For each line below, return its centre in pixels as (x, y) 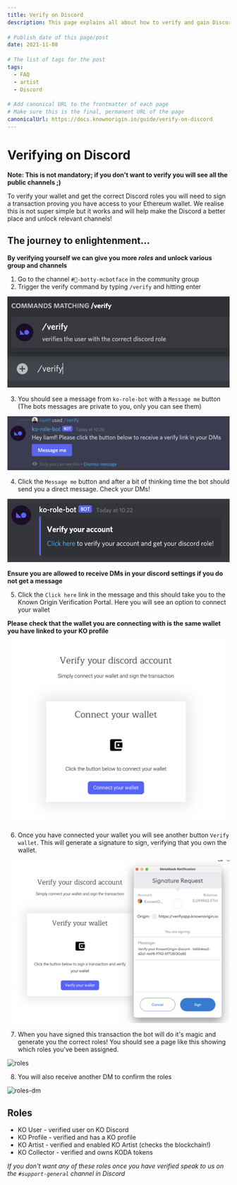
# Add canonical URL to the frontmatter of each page (88, 105)
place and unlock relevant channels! (60, 218)
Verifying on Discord (69, 155)
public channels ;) (34, 182)
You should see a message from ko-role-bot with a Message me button (119, 399)
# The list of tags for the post (56, 60)
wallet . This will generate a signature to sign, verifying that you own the (122, 842)
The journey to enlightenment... (79, 241)
